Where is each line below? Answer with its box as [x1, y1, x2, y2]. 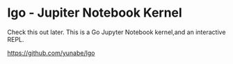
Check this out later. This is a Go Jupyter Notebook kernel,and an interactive [7, 28, 226, 36]
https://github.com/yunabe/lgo [7, 49, 95, 57]
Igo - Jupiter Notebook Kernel [7, 5, 182, 21]
